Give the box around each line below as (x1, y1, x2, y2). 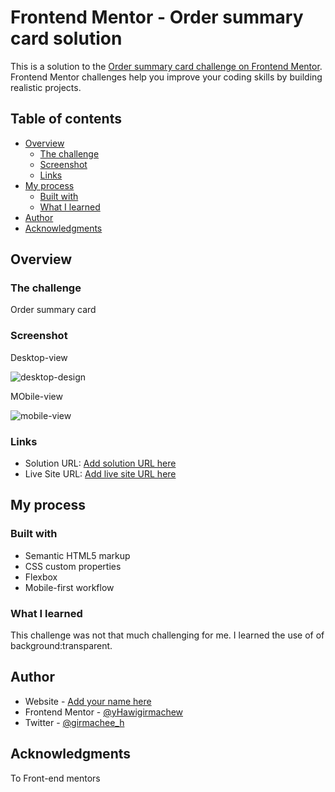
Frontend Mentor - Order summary (10, 6, 304, 29)
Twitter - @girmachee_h (24, 716, 125, 728)
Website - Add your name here (24, 695, 152, 707)
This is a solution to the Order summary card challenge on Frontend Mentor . (10, 60, 323, 72)
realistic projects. (10, 81, 82, 93)
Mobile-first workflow (24, 581, 115, 593)
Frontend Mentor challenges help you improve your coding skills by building (10, 71, 323, 83)
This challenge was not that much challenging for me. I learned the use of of (10, 629, 325, 641)
